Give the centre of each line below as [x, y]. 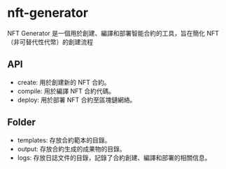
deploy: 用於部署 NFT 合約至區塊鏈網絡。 [77, 100]
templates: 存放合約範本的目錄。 [64, 140]
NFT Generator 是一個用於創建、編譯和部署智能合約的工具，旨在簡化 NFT [113, 33]
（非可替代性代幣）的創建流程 [50, 42]
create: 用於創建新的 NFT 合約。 [64, 82]
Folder [22, 122]
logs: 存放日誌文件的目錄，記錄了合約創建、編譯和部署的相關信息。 [114, 157]
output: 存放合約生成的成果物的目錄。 [71, 149]
